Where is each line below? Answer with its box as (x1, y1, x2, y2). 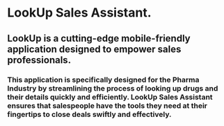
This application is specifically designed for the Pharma (7, 75, 200, 84)
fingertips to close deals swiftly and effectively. (7, 109, 172, 119)
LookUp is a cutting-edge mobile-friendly (7, 33, 191, 44)
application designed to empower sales (7, 43, 182, 55)
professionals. (7, 54, 72, 66)
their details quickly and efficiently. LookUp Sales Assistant (7, 92, 214, 102)
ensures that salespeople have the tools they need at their (7, 100, 207, 110)
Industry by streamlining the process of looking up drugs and (7, 83, 218, 93)
